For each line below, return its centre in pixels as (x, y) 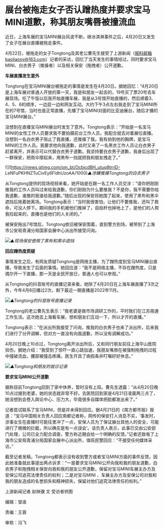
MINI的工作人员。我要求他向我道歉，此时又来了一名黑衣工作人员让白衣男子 (80, 145)
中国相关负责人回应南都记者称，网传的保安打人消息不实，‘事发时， (91, 416)
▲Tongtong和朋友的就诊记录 (39, 366)
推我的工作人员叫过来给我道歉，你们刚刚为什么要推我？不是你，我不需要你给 (82, 189)
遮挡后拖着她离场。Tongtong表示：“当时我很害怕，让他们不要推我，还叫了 (80, 202)
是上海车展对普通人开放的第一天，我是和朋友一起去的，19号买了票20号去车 (81, 92)
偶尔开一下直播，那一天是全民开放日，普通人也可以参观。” (63, 273)
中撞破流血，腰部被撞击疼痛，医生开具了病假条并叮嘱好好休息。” (69, 356)
